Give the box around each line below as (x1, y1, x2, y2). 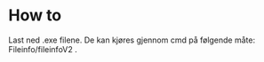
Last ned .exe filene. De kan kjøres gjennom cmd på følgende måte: (8, 35, 255, 45)
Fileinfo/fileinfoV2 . (8, 43, 77, 54)
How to (8, 5, 62, 26)
